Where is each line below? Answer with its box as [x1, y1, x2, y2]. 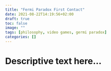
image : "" [5, 25, 26, 30]
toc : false [5, 21, 28, 26]
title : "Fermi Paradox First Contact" [5, 7, 85, 12]
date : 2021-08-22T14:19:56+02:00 [5, 12, 74, 17]
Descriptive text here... [5, 56, 102, 67]
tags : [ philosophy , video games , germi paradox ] [5, 30, 107, 35]
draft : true [5, 16, 30, 21]
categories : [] [5, 35, 37, 40]
